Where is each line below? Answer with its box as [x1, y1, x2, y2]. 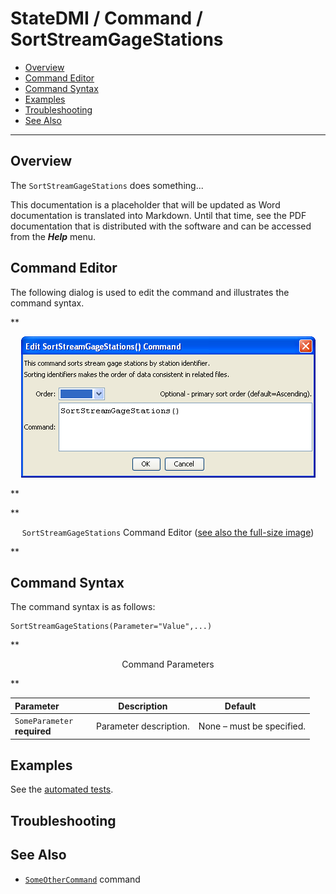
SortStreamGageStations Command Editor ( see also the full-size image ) [21, 526, 315, 538]
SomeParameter [14, 717, 74, 727]
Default [224, 700, 257, 712]
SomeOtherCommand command [24, 873, 141, 885]
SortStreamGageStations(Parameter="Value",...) [10, 622, 213, 632]
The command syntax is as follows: [10, 601, 156, 613]
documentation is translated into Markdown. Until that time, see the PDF [10, 209, 307, 221]
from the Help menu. [10, 230, 97, 242]
